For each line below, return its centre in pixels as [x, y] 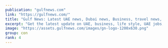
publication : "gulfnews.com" [35, 10]
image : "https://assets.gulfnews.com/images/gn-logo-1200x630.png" [77, 28]
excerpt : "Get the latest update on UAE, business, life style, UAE [78, 24]
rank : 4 [13, 38]
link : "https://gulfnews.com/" [38, 14]
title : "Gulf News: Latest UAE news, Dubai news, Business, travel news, [84, 19]
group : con [16, 33]
